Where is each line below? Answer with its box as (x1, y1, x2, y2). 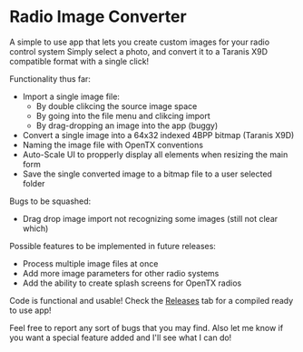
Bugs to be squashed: (9, 196, 92, 206)
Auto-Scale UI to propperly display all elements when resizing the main (22, 148, 288, 160)
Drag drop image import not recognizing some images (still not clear (22, 213, 279, 224)
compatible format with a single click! (9, 55, 150, 66)
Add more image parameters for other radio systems (22, 267, 220, 278)
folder (22, 177, 45, 188)
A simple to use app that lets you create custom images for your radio (9, 36, 270, 47)
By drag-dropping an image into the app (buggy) (35, 120, 219, 131)
